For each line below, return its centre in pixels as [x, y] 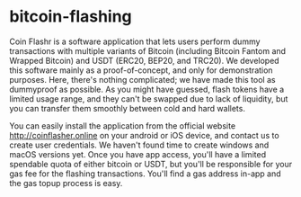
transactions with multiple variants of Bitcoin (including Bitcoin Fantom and [147, 50]
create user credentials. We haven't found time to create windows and [139, 145]
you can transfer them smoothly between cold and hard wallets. [127, 108]
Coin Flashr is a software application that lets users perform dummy [135, 41]
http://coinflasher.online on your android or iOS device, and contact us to [145, 135]
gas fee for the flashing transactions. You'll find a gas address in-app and [145, 174]
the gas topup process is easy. [66, 183]
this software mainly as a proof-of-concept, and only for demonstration [141, 70]
